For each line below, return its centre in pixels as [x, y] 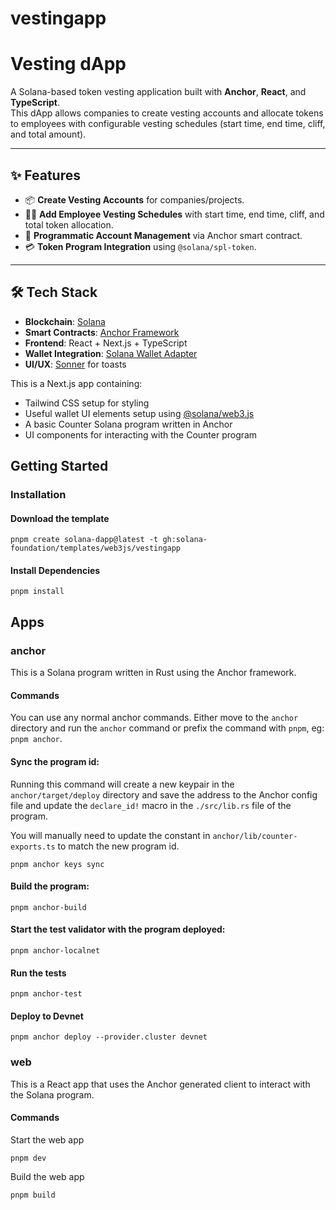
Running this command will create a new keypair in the [122, 784]
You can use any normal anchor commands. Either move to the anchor [154, 718]
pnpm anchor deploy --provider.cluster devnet [109, 1037]
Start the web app [47, 1139]
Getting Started [59, 466]
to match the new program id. [118, 846]
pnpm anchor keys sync [57, 864]
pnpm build [33, 1195]
